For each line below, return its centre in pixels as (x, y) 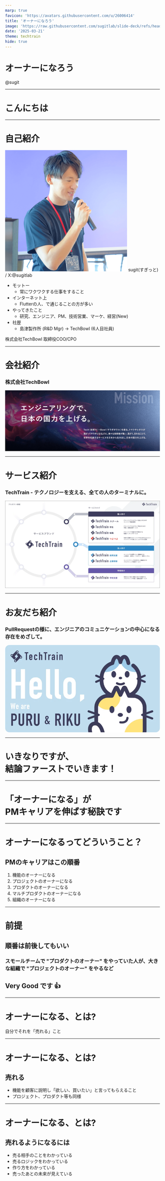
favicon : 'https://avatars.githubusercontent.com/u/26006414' (70, 16)
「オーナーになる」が (48, 800)
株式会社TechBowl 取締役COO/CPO (41, 339)
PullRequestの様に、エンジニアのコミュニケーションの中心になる (82, 629)
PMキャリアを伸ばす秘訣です (64, 812)
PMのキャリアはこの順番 (42, 862)
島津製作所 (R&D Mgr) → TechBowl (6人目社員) (67, 329)
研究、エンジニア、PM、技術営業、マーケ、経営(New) (74, 316)
